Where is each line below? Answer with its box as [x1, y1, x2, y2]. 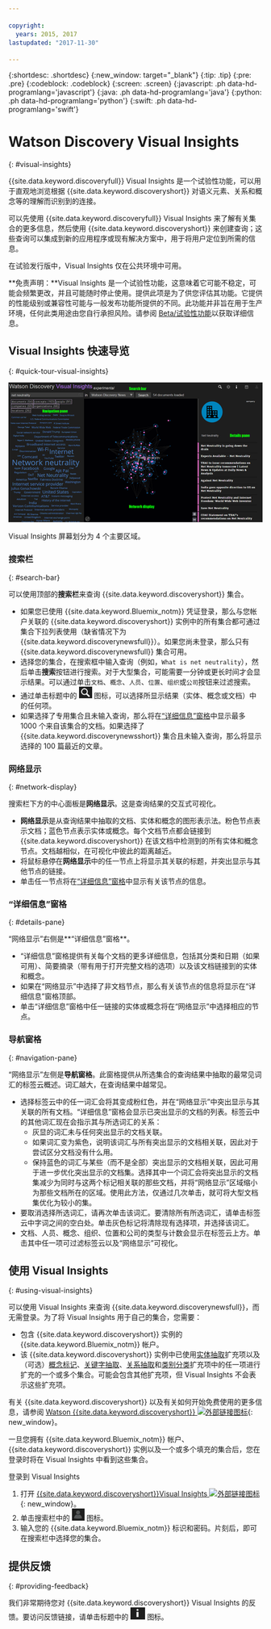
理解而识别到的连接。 [29, 196, 101, 206]
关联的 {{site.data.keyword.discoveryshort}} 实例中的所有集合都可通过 [27, 616, 261, 626]
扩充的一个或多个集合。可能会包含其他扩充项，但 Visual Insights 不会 [19, 1370, 250, 1380]
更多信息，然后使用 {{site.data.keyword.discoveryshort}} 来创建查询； [22, 224, 256, 233]
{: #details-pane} [8, 917, 65, 928]
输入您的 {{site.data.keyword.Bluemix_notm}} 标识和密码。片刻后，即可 [19, 1523, 257, 1533]
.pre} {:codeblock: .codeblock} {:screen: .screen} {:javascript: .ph [8, 79, 226, 89]
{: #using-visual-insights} [8, 1286, 93, 1296]
